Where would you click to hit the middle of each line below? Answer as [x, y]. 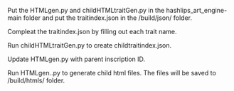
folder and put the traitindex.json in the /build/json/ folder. [108, 18]
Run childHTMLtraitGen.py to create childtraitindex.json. [90, 45]
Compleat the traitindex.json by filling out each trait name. [92, 32]
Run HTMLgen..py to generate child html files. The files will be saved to [112, 73]
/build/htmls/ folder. [36, 80]
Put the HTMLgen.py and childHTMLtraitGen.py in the [86, 10]
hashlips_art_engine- [197, 10]
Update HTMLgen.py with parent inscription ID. [76, 59]
